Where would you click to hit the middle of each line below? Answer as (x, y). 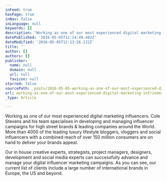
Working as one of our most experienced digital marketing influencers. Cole (83, 116)
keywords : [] (19, 28)
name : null (21, 65)
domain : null (23, 70)
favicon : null (24, 79)
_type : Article (21, 97)
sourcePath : (17, 88)
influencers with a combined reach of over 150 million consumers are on (79, 137)
